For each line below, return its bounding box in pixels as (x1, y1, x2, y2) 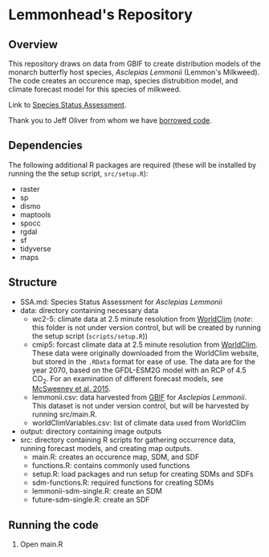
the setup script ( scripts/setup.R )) (31, 331, 149, 340)
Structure (8, 275, 58, 290)
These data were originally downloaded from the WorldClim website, (31, 348, 259, 358)
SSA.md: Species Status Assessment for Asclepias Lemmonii (19, 297, 222, 307)
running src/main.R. (31, 409, 98, 419)
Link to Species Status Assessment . (8, 100, 127, 109)
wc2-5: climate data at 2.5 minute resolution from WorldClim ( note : (31, 314, 253, 323)
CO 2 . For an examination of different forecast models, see (31, 373, 223, 385)
